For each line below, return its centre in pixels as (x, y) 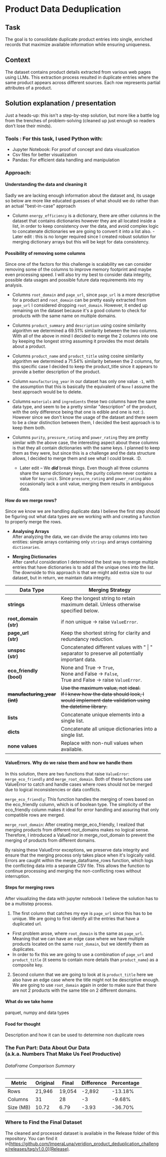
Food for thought (23, 1024)
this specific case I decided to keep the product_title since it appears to (85, 367)
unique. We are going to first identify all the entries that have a (76, 918)
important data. (79, 660)
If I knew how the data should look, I (103, 694)
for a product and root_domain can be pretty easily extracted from (79, 300)
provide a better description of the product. (56, 372)
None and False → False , (90, 674)
